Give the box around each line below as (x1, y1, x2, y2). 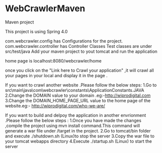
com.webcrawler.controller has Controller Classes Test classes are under (5, 43, 152, 49)
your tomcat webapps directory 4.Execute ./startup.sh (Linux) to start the (5, 138, 152, 144)
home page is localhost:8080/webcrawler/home (5, 58, 101, 64)
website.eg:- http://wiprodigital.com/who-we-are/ (5, 103, 105, 109)
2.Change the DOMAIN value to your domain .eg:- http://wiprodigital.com (5, 92, 151, 98)
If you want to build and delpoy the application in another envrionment (5, 112, 146, 118)
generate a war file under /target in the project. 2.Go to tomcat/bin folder (5, 128, 151, 133)
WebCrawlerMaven (5, 3, 85, 14)
